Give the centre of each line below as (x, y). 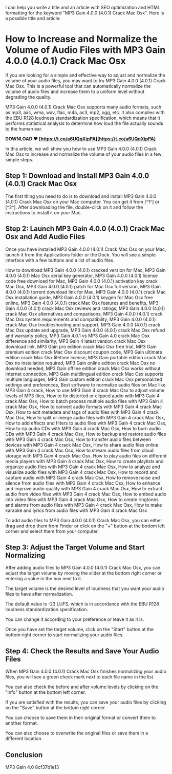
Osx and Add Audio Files (45, 237)
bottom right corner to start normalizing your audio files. (64, 635)
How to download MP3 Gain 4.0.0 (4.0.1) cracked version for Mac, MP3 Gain (85, 270)
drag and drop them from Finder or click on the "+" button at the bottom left (85, 526)
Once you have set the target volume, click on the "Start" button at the (80, 630)
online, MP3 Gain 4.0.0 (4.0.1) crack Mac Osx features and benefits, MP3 (82, 303)
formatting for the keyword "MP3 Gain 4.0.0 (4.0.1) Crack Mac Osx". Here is (85, 13)
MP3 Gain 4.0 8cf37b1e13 (32, 767)
